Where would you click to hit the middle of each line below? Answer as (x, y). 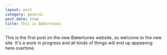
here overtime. (20, 48)
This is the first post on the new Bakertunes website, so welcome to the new (83, 38)
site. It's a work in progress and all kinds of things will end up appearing (79, 43)
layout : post (19, 10)
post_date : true (22, 19)
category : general (24, 14)
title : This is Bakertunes (33, 24)
